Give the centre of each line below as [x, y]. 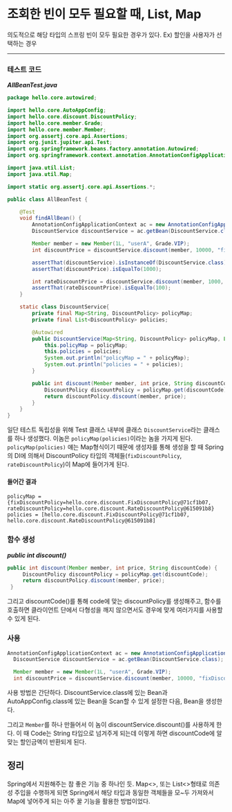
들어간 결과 [22, 482]
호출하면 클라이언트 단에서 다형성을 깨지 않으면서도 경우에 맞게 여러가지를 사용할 [115, 610]
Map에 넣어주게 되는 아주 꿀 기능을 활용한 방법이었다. [79, 801]
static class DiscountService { [65, 307]
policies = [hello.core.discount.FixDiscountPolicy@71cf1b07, [98, 515]
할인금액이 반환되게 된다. [53, 742]
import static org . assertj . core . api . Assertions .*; [81, 187]
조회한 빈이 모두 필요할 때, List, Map [104, 14]
